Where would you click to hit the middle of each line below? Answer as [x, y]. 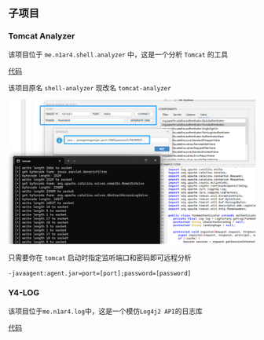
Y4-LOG [24, 293]
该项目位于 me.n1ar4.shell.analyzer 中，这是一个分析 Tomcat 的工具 [118, 54]
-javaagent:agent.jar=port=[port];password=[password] [100, 273]
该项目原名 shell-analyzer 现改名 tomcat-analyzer [90, 87]
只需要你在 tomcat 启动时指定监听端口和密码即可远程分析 [100, 258]
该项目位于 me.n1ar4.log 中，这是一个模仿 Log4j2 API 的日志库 [105, 311]
